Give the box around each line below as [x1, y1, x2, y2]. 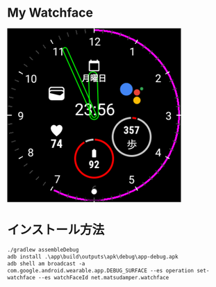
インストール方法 [7, 222, 105, 238]
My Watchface [7, 5, 94, 21]
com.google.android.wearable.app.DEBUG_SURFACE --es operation [7, 267, 194, 274]
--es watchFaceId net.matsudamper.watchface [38, 274, 169, 281]
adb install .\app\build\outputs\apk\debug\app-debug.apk [7, 253, 178, 260]
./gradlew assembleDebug [7, 246, 79, 253]
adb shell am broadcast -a [7, 260, 85, 267]
